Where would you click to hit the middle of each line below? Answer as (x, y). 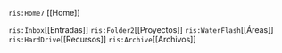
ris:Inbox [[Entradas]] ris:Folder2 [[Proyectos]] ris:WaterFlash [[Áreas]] (141, 30)
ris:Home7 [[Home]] (45, 13)
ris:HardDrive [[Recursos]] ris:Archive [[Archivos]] (103, 39)
